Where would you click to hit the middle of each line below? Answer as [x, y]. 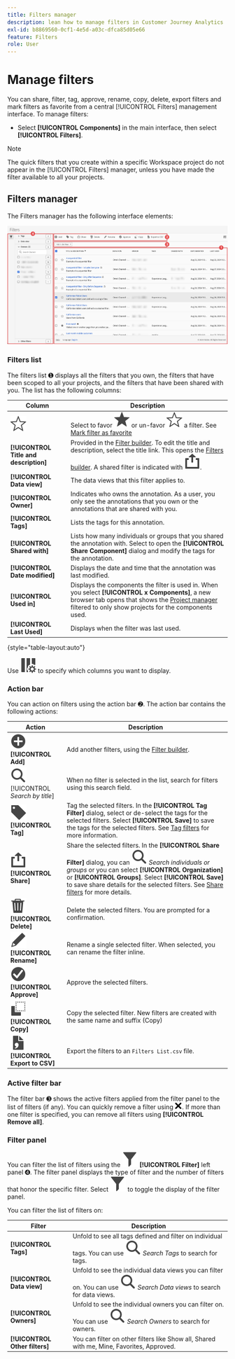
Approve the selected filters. [107, 982]
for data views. [94, 1295]
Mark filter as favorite [101, 433]
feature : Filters [33, 37]
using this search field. [99, 787]
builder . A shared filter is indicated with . [136, 467]
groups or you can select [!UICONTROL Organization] [145, 870]
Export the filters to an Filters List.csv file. [130, 1051]
